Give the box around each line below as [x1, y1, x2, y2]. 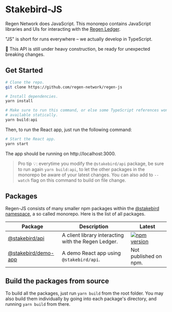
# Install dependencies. [5, 94, 58, 99]
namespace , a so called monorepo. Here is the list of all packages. [5, 211, 146, 217]
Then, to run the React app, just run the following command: [5, 127, 132, 133]
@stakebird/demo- [8, 249, 55, 257]
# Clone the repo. [5, 79, 45, 85]
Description [79, 223, 109, 230]
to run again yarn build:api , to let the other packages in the [17, 166, 145, 172]
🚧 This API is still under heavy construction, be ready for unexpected [5, 46, 150, 52]
